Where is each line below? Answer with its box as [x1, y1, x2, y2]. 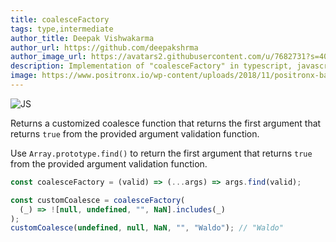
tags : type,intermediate [10, 24, 114, 34]
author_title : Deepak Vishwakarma [10, 33, 155, 43]
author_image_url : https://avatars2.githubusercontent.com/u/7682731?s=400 [10, 52, 333, 62]
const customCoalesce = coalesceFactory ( [10, 195, 186, 205]
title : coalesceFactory [10, 14, 110, 25]
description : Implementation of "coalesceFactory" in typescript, [10, 61, 293, 71]
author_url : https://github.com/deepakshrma [10, 42, 199, 53]
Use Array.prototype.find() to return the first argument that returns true [10, 147, 313, 159]
